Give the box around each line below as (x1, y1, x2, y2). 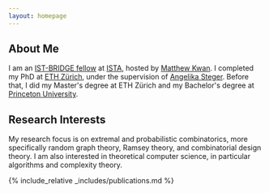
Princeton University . (8, 89, 79, 99)
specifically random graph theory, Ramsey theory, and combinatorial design (8, 143, 262, 152)
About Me (8, 42, 59, 56)
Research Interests (8, 113, 106, 127)
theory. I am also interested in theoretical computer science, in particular (8, 152, 251, 161)
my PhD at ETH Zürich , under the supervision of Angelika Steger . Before (8, 72, 250, 82)
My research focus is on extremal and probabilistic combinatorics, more (8, 135, 249, 144)
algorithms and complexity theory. (8, 160, 123, 170)
